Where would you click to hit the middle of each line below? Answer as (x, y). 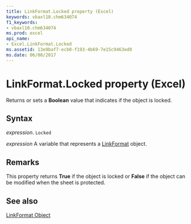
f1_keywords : (22, 22)
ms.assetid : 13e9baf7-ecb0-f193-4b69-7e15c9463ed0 (69, 50)
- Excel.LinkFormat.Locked (39, 44)
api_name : (18, 39)
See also (22, 201)
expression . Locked (29, 133)
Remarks (23, 162)
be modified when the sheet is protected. (56, 182)
